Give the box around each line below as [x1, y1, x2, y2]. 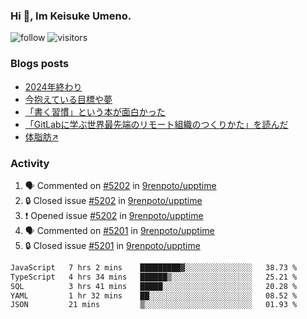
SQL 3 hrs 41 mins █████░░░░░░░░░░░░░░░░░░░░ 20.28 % [10, 281, 298, 291]
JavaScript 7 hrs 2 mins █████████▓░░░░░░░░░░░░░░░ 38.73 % [10, 262, 298, 273]
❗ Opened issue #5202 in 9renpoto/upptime [24, 209, 204, 221]
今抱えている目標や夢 [24, 93, 113, 105]
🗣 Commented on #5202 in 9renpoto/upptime [24, 179, 217, 191]
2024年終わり [24, 80, 83, 93]
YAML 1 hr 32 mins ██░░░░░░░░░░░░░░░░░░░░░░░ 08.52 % [10, 290, 298, 301]
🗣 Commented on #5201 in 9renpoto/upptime [24, 224, 215, 236]
